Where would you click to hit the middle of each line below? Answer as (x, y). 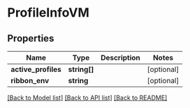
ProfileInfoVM (48, 13)
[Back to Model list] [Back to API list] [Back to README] (87, 98)
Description (120, 58)
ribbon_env (30, 81)
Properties (31, 38)
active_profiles (36, 69)
